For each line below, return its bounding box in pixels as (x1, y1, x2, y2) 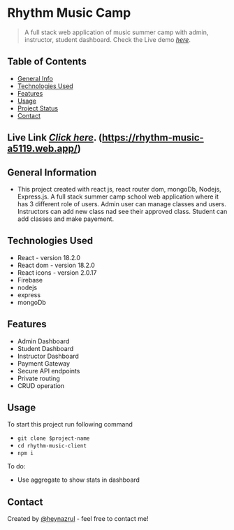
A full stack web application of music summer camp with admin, (24, 28, 209, 36)
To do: (7, 462, 26, 471)
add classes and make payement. (17, 215, 114, 223)
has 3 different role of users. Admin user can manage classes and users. (17, 199, 227, 208)
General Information (7, 166, 97, 178)
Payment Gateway (17, 359, 71, 368)
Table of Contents (7, 56, 87, 68)
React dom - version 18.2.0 (17, 261, 96, 269)
